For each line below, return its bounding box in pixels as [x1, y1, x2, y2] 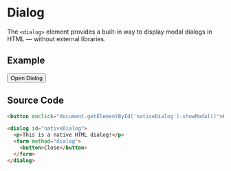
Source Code [7, 95, 64, 106]
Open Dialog [10, 74, 43, 82]
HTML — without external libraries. [7, 34, 106, 43]
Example [7, 55, 45, 67]
